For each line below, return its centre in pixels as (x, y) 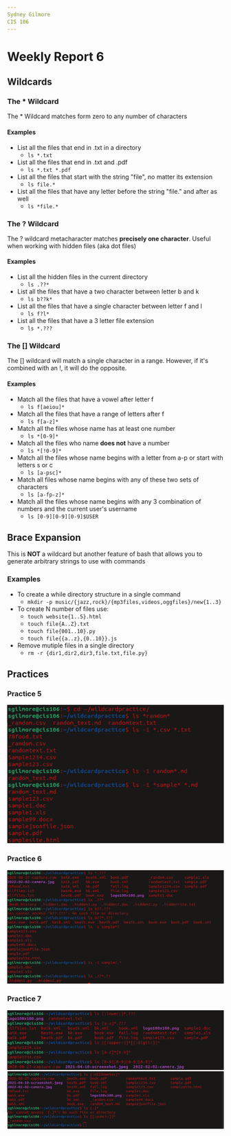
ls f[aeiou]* (46, 407)
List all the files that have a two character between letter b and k (108, 291)
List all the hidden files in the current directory (82, 277)
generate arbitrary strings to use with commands (76, 561)
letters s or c (35, 465)
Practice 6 (25, 859)
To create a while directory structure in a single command (99, 594)
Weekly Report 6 (56, 57)
